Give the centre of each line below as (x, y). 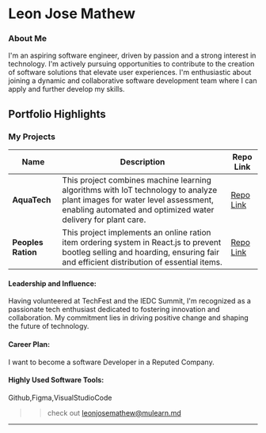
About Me (28, 39)
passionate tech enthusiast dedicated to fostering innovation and (114, 310)
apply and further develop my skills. (66, 89)
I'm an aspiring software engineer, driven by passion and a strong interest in (132, 55)
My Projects (32, 137)
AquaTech (32, 200)
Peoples (28, 243)
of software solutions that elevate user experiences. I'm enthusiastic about (130, 73)
